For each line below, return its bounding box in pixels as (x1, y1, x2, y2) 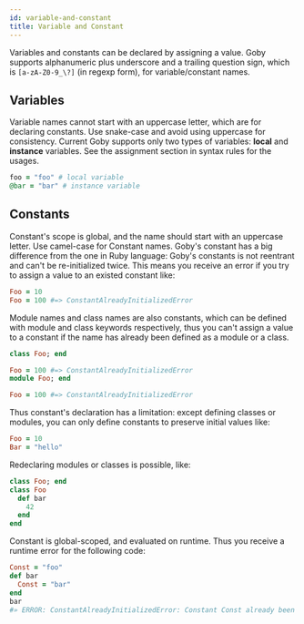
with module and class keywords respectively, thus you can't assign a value (9, 322, 294, 332)
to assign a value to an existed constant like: (9, 270, 176, 281)
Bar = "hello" (9, 443, 64, 452)
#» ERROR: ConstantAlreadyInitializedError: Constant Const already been (9, 605, 296, 615)
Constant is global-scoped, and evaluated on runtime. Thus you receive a (9, 536, 285, 547)
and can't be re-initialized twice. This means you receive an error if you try (9, 260, 289, 271)
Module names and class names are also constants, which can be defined (9, 312, 287, 323)
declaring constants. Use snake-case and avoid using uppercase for (9, 127, 266, 138)
